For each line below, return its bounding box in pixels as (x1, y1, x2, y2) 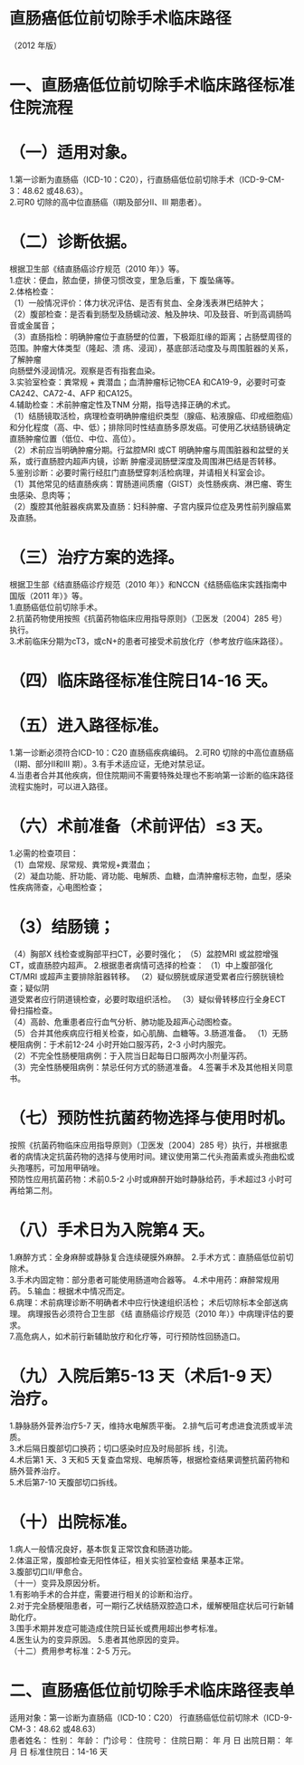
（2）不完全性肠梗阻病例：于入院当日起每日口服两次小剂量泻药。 (9, 1050, 252, 1061)
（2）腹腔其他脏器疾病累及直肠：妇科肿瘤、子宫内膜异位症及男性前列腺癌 (9, 501, 284, 511)
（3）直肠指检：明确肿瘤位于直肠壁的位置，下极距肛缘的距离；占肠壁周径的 (9, 331, 292, 342)
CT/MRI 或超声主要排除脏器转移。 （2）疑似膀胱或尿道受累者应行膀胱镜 (9, 970, 277, 982)
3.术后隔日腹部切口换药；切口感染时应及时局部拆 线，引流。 (9, 1443, 233, 1454)
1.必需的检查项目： (9, 848, 79, 858)
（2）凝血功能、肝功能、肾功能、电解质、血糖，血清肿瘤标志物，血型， (9, 871, 276, 881)
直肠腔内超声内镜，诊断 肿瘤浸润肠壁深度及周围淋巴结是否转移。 (40, 456, 281, 466)
